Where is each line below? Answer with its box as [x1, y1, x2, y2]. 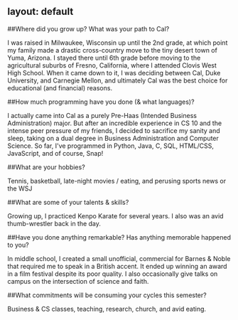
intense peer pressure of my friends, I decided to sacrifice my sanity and [7, 126, 220, 134]
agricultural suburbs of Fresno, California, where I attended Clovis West [7, 60, 217, 70]
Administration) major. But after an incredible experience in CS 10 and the [7, 119, 222, 127]
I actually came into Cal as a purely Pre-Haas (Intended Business [7, 111, 198, 119]
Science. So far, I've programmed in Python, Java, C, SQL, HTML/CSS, [7, 142, 215, 150]
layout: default [7, 6, 74, 18]
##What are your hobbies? [7, 163, 85, 171]
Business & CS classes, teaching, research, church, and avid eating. [7, 304, 207, 313]
